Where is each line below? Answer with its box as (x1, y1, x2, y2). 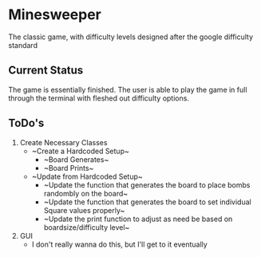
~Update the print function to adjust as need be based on (43, 214, 233, 223)
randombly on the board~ (43, 188, 129, 198)
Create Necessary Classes (19, 137, 108, 147)
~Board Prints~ (43, 163, 94, 172)
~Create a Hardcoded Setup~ (31, 146, 129, 156)
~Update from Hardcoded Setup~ (31, 172, 143, 181)
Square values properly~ (43, 205, 125, 215)
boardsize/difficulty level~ (43, 222, 130, 232)
